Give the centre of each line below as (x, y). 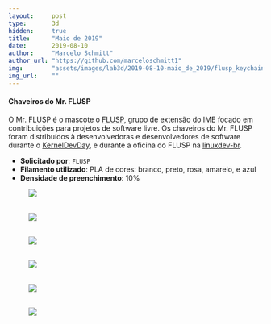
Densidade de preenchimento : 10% (80, 177)
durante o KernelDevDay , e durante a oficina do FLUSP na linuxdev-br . (125, 145)
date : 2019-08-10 (48, 46)
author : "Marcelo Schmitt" (61, 53)
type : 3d (34, 23)
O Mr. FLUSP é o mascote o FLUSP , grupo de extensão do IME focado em (131, 119)
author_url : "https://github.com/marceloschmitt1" (95, 61)
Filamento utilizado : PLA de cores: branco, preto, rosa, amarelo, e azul (138, 169)
